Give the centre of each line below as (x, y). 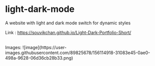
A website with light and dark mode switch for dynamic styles (68, 23)
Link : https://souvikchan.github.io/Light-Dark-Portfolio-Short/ (68, 32)
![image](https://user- (44, 47)
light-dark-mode (40, 9)
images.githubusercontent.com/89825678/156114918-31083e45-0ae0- (78, 53)
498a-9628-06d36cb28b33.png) (39, 58)
